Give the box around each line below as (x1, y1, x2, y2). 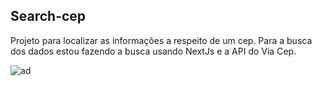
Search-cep (10, 8, 87, 25)
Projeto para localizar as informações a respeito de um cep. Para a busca (10, 34, 313, 46)
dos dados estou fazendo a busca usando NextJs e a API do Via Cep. (10, 45, 297, 57)
